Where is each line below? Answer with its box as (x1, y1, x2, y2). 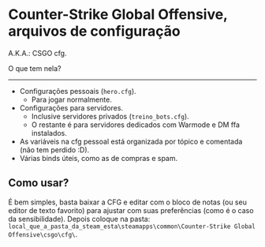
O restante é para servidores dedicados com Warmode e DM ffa (31, 120, 241, 129)
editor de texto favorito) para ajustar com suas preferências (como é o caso (8, 205, 254, 215)
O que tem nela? (8, 63, 62, 73)
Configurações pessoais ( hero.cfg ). (19, 86, 136, 95)
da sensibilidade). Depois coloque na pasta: (8, 214, 151, 223)
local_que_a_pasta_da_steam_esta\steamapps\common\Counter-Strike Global (8, 223, 256, 230)
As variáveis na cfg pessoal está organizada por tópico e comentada (19, 137, 243, 146)
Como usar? (8, 176, 69, 190)
